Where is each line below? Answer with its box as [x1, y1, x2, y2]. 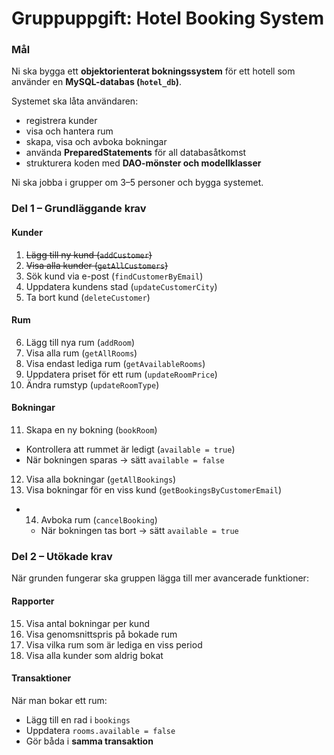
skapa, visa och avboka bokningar [25, 136, 168, 148]
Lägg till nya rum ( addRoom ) [25, 336, 136, 348]
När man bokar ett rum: [11, 694, 108, 706]
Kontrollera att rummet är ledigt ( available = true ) [25, 443, 236, 456]
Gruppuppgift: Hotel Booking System [11, 7, 324, 30]
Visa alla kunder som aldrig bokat [25, 649, 164, 661]
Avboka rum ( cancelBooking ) [40, 514, 158, 526]
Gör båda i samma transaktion [25, 735, 154, 747]
